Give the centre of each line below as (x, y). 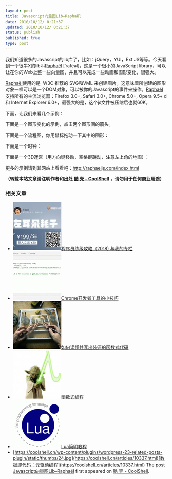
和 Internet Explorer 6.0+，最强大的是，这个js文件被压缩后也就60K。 (78, 102)
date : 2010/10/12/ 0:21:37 (34, 22)
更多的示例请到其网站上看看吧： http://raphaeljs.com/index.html (72, 168)
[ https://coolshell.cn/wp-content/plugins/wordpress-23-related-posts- (88, 452)
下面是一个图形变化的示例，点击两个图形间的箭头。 (59, 124)
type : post (17, 44)
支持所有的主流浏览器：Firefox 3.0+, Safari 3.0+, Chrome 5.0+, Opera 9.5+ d (86, 96)
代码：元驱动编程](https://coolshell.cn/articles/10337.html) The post (93, 465)
